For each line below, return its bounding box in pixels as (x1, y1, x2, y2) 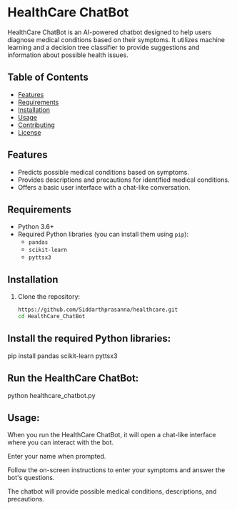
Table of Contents (7, 71, 89, 83)
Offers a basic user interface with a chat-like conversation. (17, 183, 191, 191)
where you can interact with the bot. (7, 438, 114, 447)
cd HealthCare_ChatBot (17, 313, 86, 320)
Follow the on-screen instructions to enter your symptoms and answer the (7, 466, 226, 474)
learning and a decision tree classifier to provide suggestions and (7, 43, 200, 51)
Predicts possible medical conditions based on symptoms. (17, 168, 190, 176)
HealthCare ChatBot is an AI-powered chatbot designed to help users (7, 28, 212, 36)
